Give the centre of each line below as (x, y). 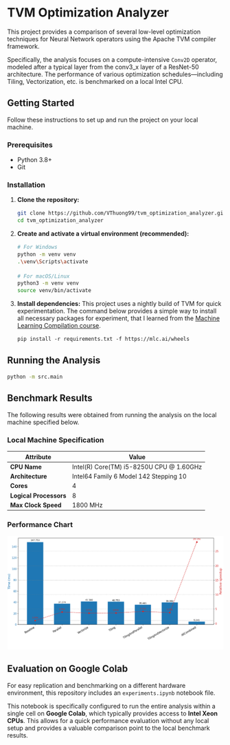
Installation (26, 185)
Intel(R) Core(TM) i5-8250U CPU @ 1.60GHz (137, 467)
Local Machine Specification (56, 440)
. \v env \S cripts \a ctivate (53, 262)
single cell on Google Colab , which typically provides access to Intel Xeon (113, 713)
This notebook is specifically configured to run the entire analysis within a (112, 706)
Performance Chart (40, 525)
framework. (23, 46)
